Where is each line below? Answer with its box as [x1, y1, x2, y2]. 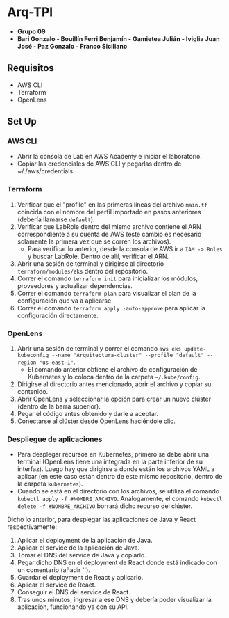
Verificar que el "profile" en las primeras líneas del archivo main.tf [17, 200, 208, 209]
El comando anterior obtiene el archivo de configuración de [27, 365, 198, 374]
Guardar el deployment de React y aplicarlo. [17, 573, 144, 582]
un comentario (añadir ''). [17, 566, 90, 574]
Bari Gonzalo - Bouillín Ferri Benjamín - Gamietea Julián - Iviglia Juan [17, 34, 220, 42]
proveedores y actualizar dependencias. [17, 281, 133, 290]
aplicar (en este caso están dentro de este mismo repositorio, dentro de [17, 473, 223, 481]
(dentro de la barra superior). [17, 402, 101, 411]
